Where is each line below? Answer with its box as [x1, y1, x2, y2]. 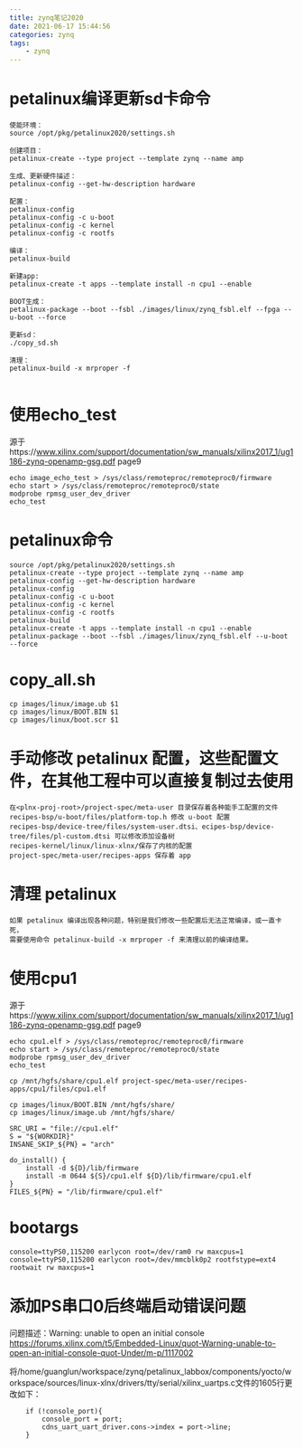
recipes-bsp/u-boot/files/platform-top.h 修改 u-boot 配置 [9, 812, 231, 821]
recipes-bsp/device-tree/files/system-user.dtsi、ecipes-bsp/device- [9, 822, 275, 831]
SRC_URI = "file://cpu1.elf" [9, 1123, 119, 1133]
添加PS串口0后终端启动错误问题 [9, 1295, 246, 1316]
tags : [9, 38, 30, 48]
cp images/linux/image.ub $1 [9, 699, 119, 708]
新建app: [9, 272, 40, 281]
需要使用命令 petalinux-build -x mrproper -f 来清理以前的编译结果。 [9, 935, 253, 944]
